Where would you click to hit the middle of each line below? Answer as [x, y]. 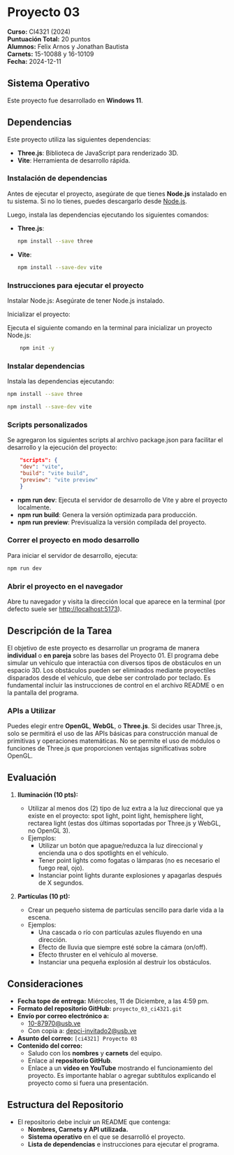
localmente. [34, 507]
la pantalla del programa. [43, 692]
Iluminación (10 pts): [48, 794]
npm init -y [37, 348]
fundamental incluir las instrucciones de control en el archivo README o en [116, 685]
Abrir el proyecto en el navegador [65, 586]
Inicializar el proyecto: [39, 314]
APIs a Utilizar [31, 711]
